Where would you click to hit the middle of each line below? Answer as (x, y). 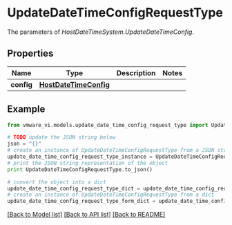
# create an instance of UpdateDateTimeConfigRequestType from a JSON (111, 150)
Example (26, 109)
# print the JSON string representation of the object (88, 163)
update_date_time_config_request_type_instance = (80, 157)
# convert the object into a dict (57, 182)
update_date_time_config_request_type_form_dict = (81, 202)
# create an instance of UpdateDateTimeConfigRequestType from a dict (111, 195)
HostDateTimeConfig (75, 84)
